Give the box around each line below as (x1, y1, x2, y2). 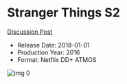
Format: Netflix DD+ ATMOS (16, 55, 97, 63)
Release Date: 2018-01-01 (16, 41, 91, 49)
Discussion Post (7, 28, 53, 36)
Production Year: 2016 (16, 48, 80, 56)
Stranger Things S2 (7, 5, 120, 21)
